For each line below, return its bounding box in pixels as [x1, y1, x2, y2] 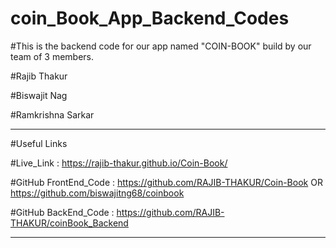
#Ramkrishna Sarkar [10, 108, 95, 121]
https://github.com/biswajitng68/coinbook [10, 187, 185, 199]
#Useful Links [10, 137, 68, 149]
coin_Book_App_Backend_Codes [10, 7, 290, 30]
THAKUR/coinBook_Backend [10, 217, 129, 229]
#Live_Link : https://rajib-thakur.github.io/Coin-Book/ [10, 157, 228, 169]
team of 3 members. [10, 50, 95, 62]
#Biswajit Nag [10, 89, 68, 101]
